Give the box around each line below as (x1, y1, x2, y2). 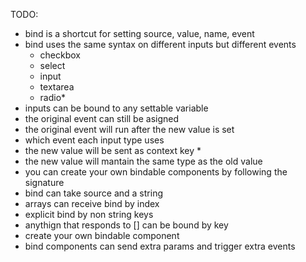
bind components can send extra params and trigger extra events (24, 240, 296, 252)
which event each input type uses (24, 134, 165, 146)
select (39, 60, 66, 71)
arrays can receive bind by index (24, 198, 160, 209)
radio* (39, 92, 67, 103)
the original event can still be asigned (24, 113, 180, 124)
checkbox (39, 49, 82, 61)
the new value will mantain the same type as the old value (24, 155, 263, 167)
